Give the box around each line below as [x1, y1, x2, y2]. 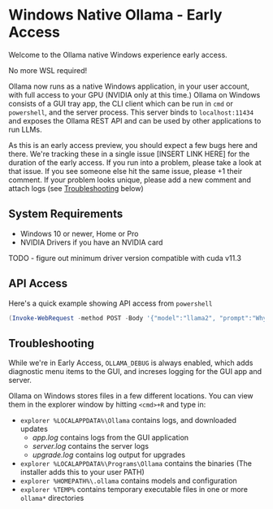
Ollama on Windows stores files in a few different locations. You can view [8, 391, 253, 401]
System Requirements [8, 207, 123, 221]
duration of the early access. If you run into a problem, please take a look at [8, 157, 262, 167]
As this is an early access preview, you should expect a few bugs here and [8, 140, 258, 150]
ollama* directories [19, 494, 84, 503]
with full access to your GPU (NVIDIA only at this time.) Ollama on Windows [8, 89, 261, 99]
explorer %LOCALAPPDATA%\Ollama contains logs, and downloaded [19, 415, 237, 425]
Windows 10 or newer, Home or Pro [19, 228, 139, 238]
